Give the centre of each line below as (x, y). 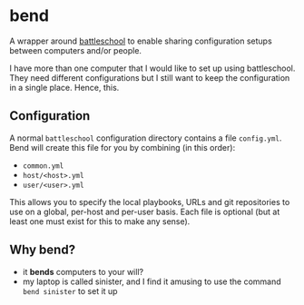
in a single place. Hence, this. (64, 87)
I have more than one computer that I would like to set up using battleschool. (152, 68)
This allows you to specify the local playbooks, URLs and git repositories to (150, 202)
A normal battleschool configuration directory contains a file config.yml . (146, 138)
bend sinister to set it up (70, 290)
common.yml (43, 166)
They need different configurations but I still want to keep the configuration (150, 77)
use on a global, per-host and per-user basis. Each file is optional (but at (145, 212)
